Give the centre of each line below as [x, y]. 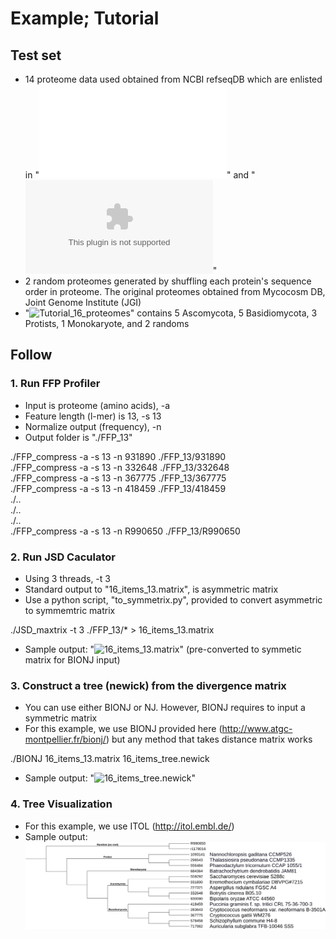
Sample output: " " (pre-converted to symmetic [163, 649]
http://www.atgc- [257, 729]
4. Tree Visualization [61, 804]
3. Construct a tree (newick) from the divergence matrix [148, 685]
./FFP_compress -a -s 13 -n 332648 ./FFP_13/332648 [120, 467]
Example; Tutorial [85, 18]
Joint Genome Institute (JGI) [83, 302]
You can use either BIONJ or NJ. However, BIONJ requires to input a [165, 708]
